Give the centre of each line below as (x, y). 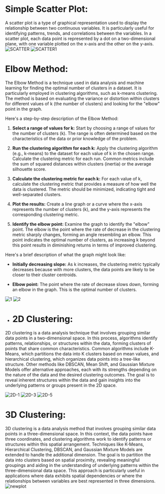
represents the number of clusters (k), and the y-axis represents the (81, 209)
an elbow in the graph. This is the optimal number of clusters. (74, 289)
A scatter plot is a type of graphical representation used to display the (76, 23)
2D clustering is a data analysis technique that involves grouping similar (78, 332)
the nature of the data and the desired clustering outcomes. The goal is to (80, 374)
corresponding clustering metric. (46, 214)
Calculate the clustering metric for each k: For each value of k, (77, 178)
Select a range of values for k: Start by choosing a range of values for (83, 128)
